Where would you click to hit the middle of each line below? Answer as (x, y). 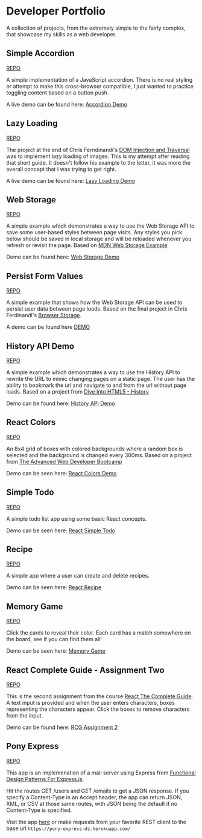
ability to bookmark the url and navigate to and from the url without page (96, 385)
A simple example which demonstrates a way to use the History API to (93, 372)
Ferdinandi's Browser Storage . (44, 315)
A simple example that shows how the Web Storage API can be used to (94, 302)
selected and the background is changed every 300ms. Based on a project (99, 455)
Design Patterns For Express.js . (45, 779)
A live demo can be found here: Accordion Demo (67, 104)
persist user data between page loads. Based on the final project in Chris (97, 309)
